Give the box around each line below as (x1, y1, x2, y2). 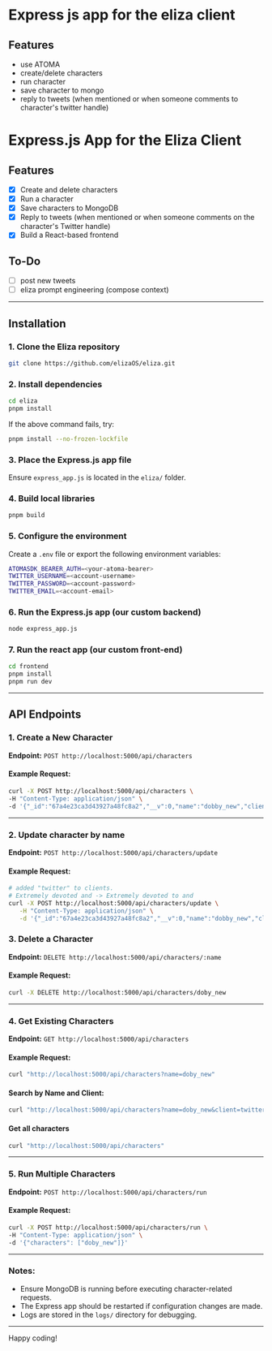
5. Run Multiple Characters (8, 1168, 116, 1180)
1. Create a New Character (8, 732, 113, 744)
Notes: (8, 1265, 36, 1276)
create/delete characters (19, 68, 104, 78)
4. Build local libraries (8, 493, 96, 504)
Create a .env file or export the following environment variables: (8, 549, 221, 559)
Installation (8, 317, 66, 330)
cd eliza (8, 397, 38, 405)
